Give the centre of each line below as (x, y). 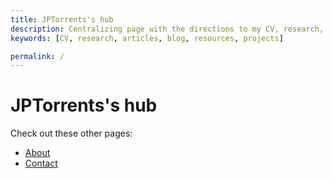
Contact (41, 163)
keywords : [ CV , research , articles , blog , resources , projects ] (147, 38)
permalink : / (37, 56)
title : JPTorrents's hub (62, 19)
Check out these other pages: (71, 133)
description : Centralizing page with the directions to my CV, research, (167, 29)
